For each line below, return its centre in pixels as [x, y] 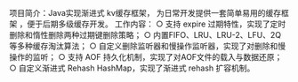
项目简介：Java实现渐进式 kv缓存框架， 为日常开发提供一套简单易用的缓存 [145, 13]
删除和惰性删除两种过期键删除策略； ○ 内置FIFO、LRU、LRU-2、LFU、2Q [145, 35]
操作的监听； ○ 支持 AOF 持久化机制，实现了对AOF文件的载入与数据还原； [146, 57]
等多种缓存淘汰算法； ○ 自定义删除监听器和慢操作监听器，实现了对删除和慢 [148, 46]
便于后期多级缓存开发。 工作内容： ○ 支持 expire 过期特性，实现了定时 [156, 24]
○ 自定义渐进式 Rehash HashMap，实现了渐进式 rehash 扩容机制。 [132, 68]
